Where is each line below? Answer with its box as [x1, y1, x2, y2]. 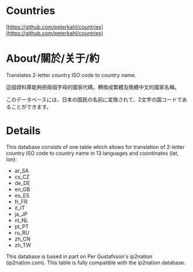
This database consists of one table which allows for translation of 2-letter [6, 143, 185, 150]
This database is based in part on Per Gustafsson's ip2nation [6, 253, 153, 260]
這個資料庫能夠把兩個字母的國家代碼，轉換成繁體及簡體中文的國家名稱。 [6, 83, 180, 90]
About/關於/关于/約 [6, 52, 100, 65]
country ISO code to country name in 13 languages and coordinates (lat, [6, 149, 179, 156]
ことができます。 [10, 103, 52, 110]
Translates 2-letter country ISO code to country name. [6, 71, 136, 78]
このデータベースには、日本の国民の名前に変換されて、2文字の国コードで [6, 96, 183, 103]
